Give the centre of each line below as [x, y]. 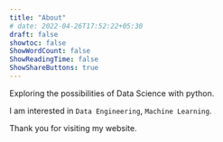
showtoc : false [38, 43]
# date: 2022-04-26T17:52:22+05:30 [76, 26]
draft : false [34, 34]
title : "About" [38, 18]
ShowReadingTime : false [54, 59]
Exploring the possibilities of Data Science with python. [112, 93]
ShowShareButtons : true [54, 68]
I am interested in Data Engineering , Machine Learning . [111, 111]
